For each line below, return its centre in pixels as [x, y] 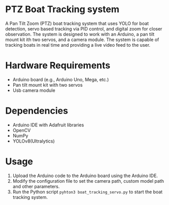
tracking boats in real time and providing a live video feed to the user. [78, 45]
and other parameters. [36, 186]
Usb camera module [34, 90]
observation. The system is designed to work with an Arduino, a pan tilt [80, 34]
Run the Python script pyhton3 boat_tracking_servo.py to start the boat [88, 192]
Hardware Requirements [58, 66]
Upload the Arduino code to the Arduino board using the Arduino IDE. [85, 176]
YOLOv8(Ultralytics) [34, 141]
